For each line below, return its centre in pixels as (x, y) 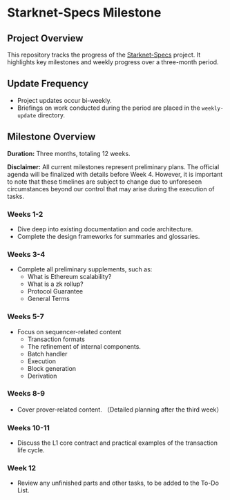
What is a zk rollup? (56, 284)
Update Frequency (48, 84)
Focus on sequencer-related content (69, 331)
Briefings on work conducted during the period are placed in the (108, 108)
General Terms (49, 299)
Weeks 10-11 (29, 427)
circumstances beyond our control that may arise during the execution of (111, 189)
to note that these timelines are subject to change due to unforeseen (105, 182)
